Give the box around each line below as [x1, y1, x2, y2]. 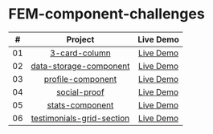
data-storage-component [31, 60, 130, 71]
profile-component [43, 73, 117, 84]
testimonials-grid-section [31, 112, 130, 124]
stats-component [47, 99, 114, 111]
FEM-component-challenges [8, 5, 205, 23]
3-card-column [49, 47, 111, 59]
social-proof [55, 86, 104, 97]
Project [66, 34, 95, 45]
